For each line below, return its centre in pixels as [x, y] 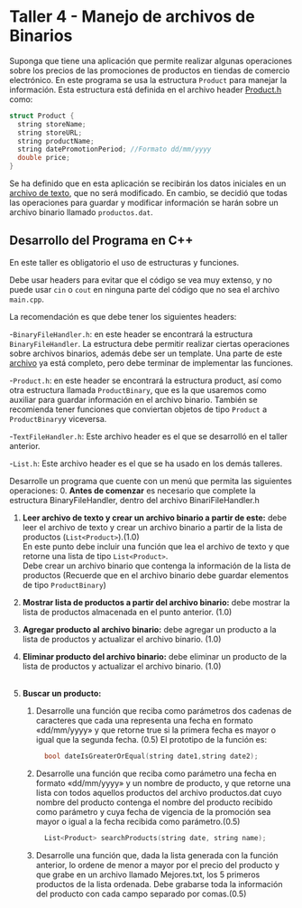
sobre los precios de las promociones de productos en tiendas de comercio [150, 70]
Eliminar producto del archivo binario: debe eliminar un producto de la [154, 656]
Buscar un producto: [62, 693]
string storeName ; [52, 124]
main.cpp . [27, 299]
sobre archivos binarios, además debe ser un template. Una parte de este [146, 353]
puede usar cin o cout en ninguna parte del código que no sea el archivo [145, 289]
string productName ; [56, 141]
